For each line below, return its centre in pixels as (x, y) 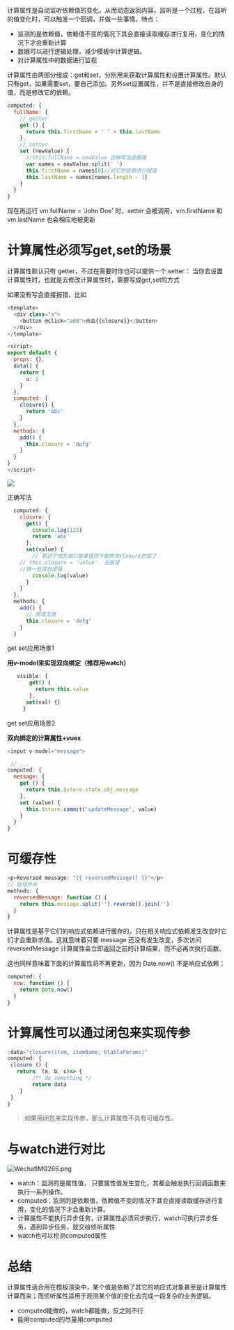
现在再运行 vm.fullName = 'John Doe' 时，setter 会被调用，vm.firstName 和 (115, 211)
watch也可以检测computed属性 (62, 1236)
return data (50, 1084)
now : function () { (42, 983)
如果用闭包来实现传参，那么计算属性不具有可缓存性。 (101, 1118)
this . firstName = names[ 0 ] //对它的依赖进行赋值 (91, 171)
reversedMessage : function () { (61, 897)
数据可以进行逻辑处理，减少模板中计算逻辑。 (81, 51)
